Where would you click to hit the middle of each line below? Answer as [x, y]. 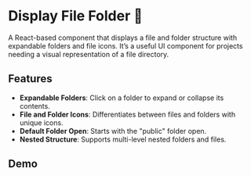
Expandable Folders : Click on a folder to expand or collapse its [122, 98]
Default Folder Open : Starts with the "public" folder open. [113, 131]
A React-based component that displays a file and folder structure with [123, 38]
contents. [35, 106]
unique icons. [42, 122]
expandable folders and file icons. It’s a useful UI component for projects [125, 45]
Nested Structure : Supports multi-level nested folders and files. [123, 139]
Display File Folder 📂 [76, 16]
